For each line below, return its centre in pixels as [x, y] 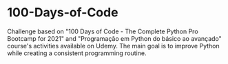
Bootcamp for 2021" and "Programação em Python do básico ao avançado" [114, 38]
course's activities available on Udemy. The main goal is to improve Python [113, 46]
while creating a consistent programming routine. [77, 53]
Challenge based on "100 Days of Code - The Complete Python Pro [103, 31]
